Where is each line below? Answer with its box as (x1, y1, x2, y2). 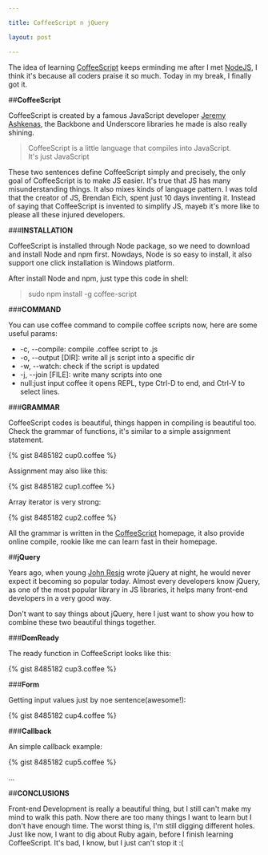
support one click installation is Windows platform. (8, 257, 174, 267)
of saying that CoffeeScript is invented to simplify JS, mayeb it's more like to (8, 201, 260, 211)
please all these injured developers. (8, 209, 126, 219)
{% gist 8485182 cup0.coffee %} (8, 450, 118, 460)
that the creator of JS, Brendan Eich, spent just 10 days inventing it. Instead (8, 192, 256, 202)
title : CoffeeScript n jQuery (8, 18, 110, 26)
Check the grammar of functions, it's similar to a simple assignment (8, 426, 231, 436)
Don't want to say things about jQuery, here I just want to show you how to (8, 609, 254, 618)
